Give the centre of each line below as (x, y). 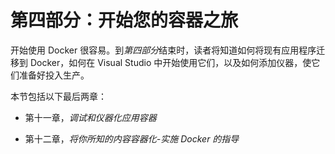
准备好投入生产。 (54, 75)
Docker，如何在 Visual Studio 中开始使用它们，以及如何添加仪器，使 (170, 62)
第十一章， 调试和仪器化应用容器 (90, 117)
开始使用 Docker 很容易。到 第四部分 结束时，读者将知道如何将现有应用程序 (163, 50)
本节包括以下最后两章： (58, 96)
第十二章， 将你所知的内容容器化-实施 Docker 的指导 (132, 138)
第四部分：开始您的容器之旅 (124, 20)
